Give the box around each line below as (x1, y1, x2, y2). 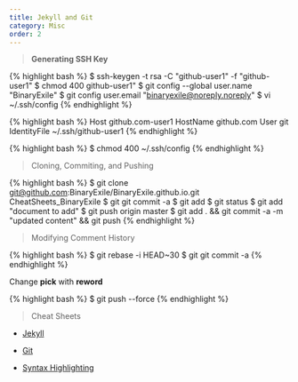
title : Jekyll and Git (9, 12, 93, 22)
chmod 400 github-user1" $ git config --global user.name (41, 81, 253, 92)
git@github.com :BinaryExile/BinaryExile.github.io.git (9, 187, 200, 198)
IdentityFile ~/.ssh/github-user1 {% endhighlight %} (9, 126, 198, 137)
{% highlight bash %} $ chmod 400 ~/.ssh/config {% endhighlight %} (9, 143, 264, 154)
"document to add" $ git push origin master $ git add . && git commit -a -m (9, 206, 284, 217)
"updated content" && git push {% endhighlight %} (9, 215, 196, 227)
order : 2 (9, 29, 42, 38)
